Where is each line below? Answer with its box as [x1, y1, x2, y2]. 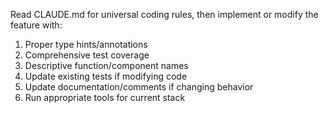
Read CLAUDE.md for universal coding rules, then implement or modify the [10, 9, 319, 20]
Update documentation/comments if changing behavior [24, 81, 254, 93]
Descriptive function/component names [24, 60, 189, 71]
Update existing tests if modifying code [24, 70, 188, 82]
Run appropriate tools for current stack [24, 92, 186, 103]
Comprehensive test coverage [24, 49, 150, 61]
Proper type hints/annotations [24, 39, 148, 50]
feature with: [10, 19, 63, 31]
